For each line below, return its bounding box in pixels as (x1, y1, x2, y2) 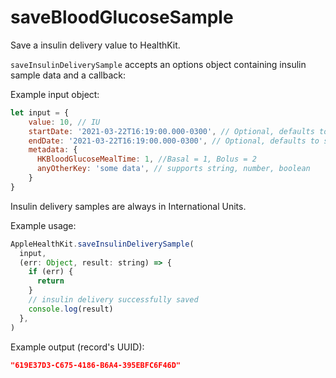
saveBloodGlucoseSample (10, 6, 234, 29)
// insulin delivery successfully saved (28, 295, 199, 305)
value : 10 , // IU (28, 117, 101, 127)
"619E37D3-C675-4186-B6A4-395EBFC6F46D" (10, 360, 182, 370)
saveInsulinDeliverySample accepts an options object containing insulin (10, 58, 307, 70)
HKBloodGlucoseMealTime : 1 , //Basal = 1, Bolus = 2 (36, 154, 257, 165)
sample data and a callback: (10, 69, 126, 81)
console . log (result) (28, 304, 114, 314)
